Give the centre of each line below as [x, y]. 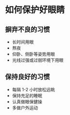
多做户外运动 [25, 108]
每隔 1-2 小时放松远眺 [33, 89]
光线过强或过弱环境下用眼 [38, 60]
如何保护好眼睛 [35, 10]
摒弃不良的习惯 [27, 29]
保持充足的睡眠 [27, 96]
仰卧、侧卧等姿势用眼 [33, 54]
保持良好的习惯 [27, 77]
